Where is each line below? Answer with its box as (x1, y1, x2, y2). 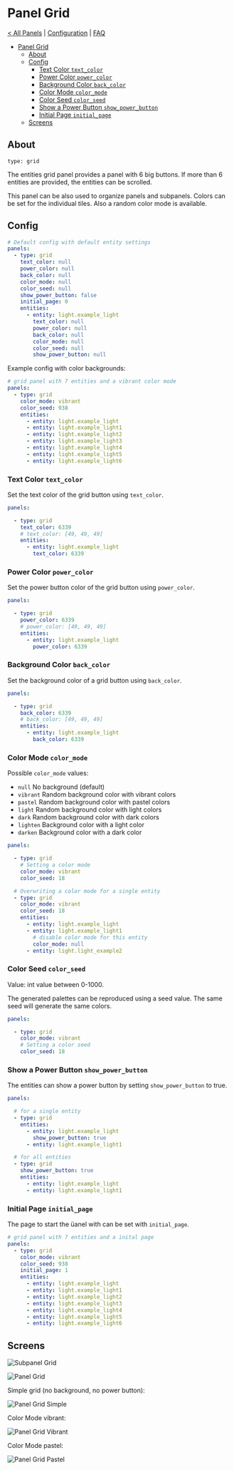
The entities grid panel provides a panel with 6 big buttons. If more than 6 (7, 170, 223, 179)
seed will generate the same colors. (7, 1001, 112, 1010)
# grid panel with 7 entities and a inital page (7, 1234, 154, 1241)
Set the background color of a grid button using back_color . (7, 676, 183, 685)
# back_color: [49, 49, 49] (20, 716, 103, 723)
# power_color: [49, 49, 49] (20, 623, 107, 631)
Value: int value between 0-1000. (7, 980, 105, 988)
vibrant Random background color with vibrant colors (17, 790, 176, 799)
